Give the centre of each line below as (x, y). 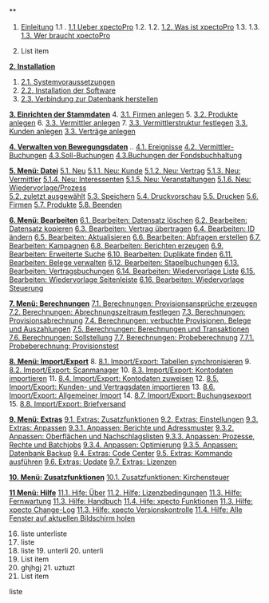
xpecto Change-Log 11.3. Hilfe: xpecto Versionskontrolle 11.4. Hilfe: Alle (126, 510)
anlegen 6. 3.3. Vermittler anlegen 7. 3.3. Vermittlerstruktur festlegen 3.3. (129, 123)
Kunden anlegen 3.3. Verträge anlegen (73, 131)
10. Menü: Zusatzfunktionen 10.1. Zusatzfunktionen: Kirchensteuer (119, 477)
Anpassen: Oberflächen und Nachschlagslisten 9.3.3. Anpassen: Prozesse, (132, 436)
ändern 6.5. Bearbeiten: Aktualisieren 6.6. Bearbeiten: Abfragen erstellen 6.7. (135, 237)
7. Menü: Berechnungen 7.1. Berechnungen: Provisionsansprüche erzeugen (133, 303)
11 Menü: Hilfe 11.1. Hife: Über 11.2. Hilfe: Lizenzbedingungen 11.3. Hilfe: (126, 493)
